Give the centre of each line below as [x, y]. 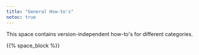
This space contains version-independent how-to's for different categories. [100, 34]
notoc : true [21, 17]
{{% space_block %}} [33, 46]
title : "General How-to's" [40, 12]
